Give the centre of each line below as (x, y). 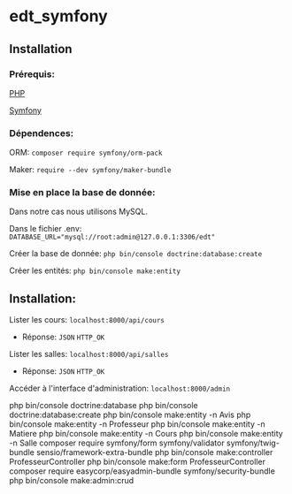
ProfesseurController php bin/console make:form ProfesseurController (137, 462)
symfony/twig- (253, 443)
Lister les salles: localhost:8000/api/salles (89, 354)
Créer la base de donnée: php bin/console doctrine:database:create (136, 254)
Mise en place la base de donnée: (82, 193)
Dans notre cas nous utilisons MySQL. (79, 212)
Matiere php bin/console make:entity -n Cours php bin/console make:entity (146, 434)
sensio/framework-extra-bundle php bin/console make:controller (155, 452)
